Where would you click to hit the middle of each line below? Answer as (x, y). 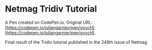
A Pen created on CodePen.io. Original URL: (49, 22)
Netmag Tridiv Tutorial (51, 9)
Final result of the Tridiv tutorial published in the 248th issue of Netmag (76, 42)
